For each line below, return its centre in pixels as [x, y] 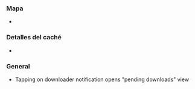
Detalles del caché [34, 38]
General [18, 66]
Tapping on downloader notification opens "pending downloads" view [102, 79]
